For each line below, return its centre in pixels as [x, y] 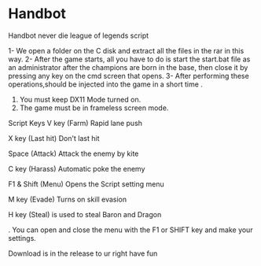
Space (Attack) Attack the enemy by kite [74, 153]
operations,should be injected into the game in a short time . [105, 84]
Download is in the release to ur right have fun [83, 253]
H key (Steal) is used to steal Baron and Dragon [85, 214]
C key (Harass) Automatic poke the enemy [77, 168]
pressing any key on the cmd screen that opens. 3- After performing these [129, 76]
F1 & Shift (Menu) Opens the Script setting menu [86, 184]
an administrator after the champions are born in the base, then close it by [128, 67]
